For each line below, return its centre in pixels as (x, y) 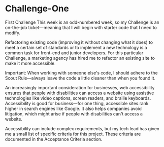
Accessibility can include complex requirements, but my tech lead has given (82, 128)
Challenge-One (37, 9)
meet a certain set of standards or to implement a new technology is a (76, 47)
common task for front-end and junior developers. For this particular (74, 53)
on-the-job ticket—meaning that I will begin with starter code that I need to (81, 27)
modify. (13, 33)
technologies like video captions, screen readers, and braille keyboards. (78, 98)
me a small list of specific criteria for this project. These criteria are (73, 134)
